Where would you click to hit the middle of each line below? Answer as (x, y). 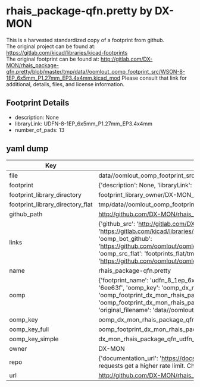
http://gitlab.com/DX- (126, 59)
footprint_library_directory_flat (51, 204)
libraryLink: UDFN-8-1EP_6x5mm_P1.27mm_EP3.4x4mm (84, 124)
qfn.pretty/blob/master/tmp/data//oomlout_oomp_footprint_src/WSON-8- (96, 71)
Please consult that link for (154, 78)
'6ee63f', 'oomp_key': (129, 288)
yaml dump (27, 149)
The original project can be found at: (51, 46)
